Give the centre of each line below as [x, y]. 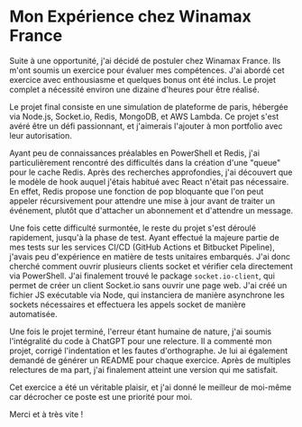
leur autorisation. [41, 135]
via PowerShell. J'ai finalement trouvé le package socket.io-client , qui [142, 276]
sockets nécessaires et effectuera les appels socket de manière [128, 304]
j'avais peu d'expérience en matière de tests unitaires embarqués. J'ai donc [150, 256]
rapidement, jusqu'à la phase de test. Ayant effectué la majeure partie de [144, 237]
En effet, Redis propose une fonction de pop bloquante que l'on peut [137, 191]
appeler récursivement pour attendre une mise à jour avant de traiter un [142, 201]
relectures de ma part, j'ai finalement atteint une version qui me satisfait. [143, 369]
